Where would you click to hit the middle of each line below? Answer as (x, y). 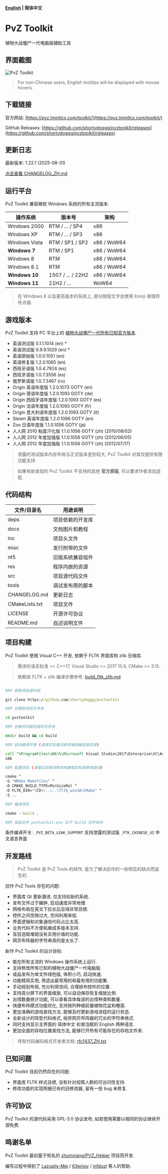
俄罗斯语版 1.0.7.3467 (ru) (39, 381)
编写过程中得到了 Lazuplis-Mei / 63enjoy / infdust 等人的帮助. (68, 1166)
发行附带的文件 (71, 548)
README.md (22, 623)
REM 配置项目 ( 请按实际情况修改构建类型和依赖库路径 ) (54, 768)
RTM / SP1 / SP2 (68, 242)
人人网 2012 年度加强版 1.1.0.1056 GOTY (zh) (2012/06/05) (72, 437)
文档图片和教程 (71, 529)
